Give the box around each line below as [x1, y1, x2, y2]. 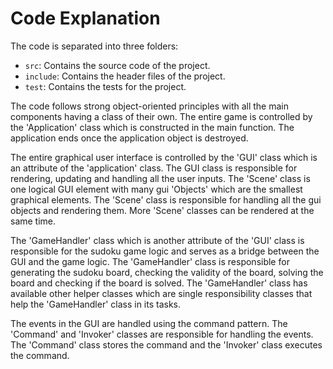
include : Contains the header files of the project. [24, 70, 226, 82]
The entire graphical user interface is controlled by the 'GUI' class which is [10, 151, 318, 163]
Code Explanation [10, 7, 161, 30]
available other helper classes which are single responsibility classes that [10, 287, 313, 299]
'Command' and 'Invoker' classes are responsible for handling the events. [10, 328, 314, 340]
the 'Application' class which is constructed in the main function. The [10, 121, 295, 133]
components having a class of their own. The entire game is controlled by [10, 110, 313, 122]
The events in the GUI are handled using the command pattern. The [10, 317, 288, 329]
